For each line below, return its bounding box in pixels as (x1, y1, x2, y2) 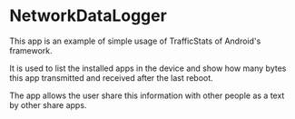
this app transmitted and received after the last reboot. (9, 72, 213, 83)
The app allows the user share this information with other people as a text (9, 90, 285, 101)
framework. (9, 45, 53, 55)
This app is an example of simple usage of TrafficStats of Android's (9, 35, 261, 46)
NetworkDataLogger (9, 5, 168, 26)
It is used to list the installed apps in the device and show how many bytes (9, 63, 287, 74)
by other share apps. (9, 99, 87, 110)
